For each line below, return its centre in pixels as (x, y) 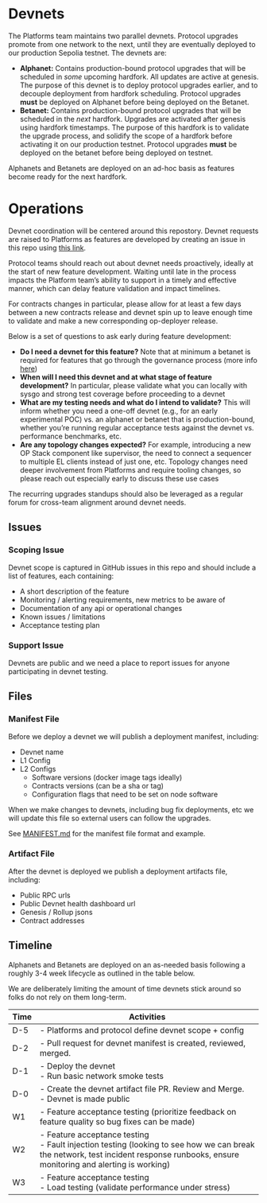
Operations (46, 209)
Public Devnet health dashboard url (77, 903)
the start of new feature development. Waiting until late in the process (122, 271)
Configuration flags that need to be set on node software (125, 794)
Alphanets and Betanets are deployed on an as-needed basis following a (127, 964)
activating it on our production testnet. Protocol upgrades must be (128, 144)
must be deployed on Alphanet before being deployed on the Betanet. (134, 102)
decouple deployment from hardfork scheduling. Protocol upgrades (130, 93)
